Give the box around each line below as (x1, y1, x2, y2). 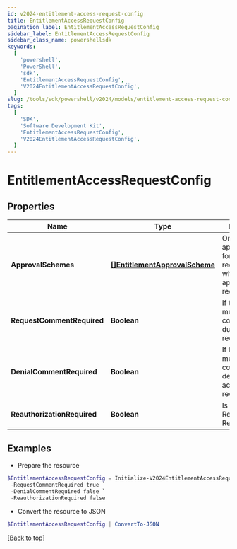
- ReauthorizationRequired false (10, 495, 106, 502)
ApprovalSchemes (11, 260, 75, 270)
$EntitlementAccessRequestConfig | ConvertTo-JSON (7, 521, 159, 528)
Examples (7, 442, 51, 454)
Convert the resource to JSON (17, 507, 106, 516)
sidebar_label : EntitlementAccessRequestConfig (7, 30, 150, 37)
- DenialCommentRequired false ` (10, 487, 106, 495)
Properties (7, 200, 55, 212)
